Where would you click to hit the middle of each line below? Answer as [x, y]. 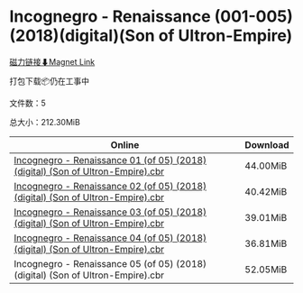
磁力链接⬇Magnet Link [52, 61]
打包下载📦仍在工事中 [50, 81]
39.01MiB [266, 217]
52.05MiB [266, 270]
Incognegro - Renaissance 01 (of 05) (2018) [110, 160]
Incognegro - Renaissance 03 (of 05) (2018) [110, 212]
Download [267, 144]
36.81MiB [266, 243]
